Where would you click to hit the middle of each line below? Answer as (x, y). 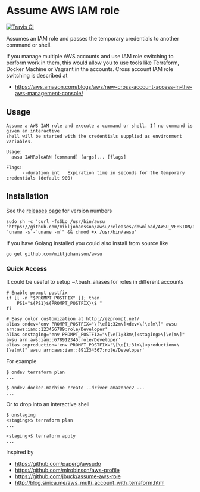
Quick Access (27, 269)
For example (21, 361)
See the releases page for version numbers (59, 211)
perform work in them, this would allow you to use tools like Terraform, (93, 63)
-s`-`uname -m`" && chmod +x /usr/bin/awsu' (81, 232)
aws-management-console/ (49, 93)
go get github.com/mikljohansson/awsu (54, 254)
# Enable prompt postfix (37, 293)
